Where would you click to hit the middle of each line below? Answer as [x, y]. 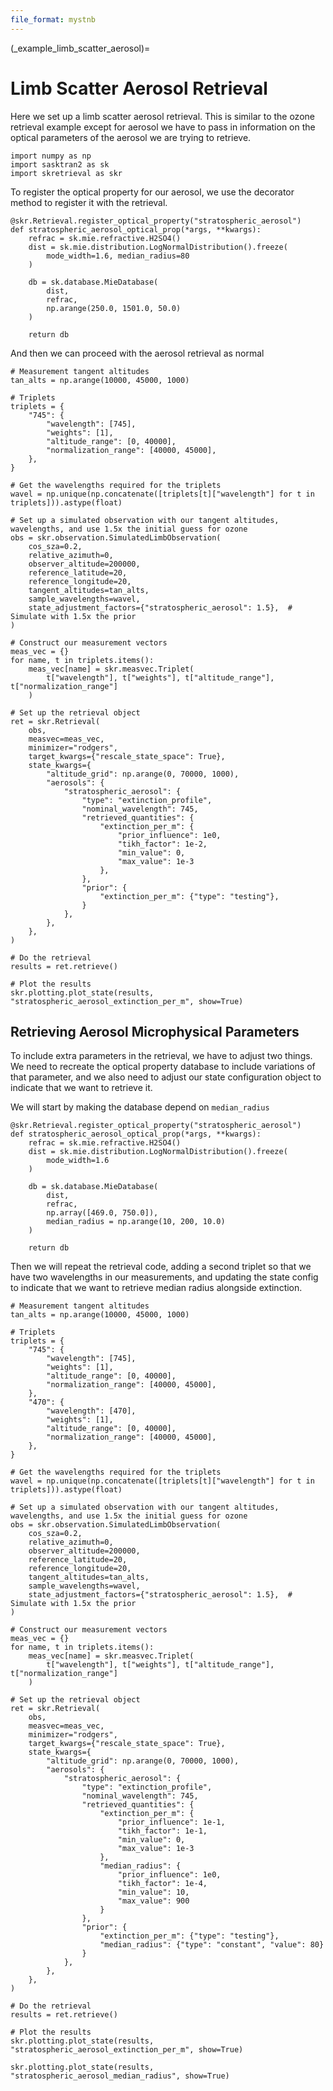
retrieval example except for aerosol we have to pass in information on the [163, 127]
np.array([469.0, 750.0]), [102, 1213]
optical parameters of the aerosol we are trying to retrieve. [131, 137]
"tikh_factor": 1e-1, [162, 1831]
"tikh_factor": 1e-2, [162, 844]
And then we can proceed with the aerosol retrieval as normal [137, 353]
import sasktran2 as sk [60, 164]
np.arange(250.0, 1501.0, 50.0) [114, 308]
